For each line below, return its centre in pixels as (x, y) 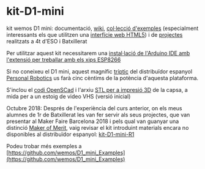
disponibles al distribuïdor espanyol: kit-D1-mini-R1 (70, 134)
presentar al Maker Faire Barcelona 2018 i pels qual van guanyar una (93, 121)
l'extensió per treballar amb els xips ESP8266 (64, 59)
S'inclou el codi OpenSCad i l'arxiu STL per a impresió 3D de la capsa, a (97, 89)
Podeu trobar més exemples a (44, 146)
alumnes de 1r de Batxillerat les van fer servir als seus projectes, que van (98, 115)
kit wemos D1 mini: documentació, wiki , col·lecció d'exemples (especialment (102, 28)
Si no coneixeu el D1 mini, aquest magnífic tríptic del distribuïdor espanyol (99, 71)
